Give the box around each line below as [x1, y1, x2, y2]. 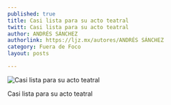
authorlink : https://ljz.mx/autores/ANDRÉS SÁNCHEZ [7, 37, 164, 44]
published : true [7, 10, 56, 18]
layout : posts [7, 50, 50, 57]
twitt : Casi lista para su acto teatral [7, 23, 130, 31]
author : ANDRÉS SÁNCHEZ [7, 30, 78, 38]
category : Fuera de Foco [7, 43, 81, 50]
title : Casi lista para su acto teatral [7, 17, 130, 24]
